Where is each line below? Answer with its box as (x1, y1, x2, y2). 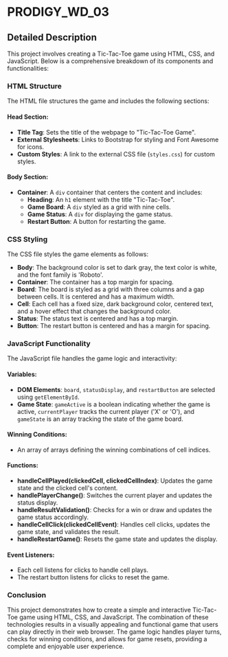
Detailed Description (7, 32, 98, 43)
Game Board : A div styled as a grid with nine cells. (27, 203, 172, 211)
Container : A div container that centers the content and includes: (16, 188, 203, 196)
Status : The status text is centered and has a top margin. (16, 314, 179, 323)
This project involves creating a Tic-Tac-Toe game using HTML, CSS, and (7, 49, 215, 58)
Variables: (7, 370, 37, 378)
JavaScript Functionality (7, 338, 91, 348)
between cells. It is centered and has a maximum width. (16, 292, 175, 301)
